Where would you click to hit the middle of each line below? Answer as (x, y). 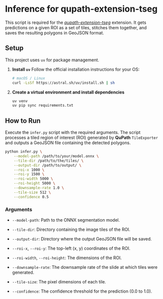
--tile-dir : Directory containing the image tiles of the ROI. (71, 229)
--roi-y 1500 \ (29, 174)
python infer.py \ (24, 152)
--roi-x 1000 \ (29, 170)
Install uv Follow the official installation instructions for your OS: (76, 69)
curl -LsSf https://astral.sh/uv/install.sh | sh (63, 83)
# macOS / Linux (28, 78)
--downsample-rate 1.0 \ (39, 188)
